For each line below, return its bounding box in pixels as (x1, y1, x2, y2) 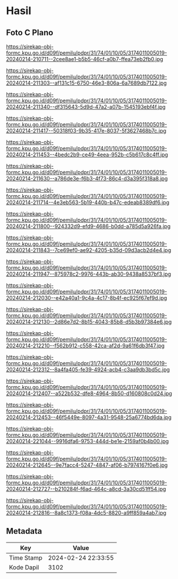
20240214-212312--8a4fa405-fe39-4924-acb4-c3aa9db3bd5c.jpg (6, 366, 170, 373)
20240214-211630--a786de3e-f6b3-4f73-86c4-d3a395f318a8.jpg (6, 175, 168, 182)
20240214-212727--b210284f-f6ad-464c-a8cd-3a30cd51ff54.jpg (6, 486, 166, 492)
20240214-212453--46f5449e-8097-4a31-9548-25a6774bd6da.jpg (6, 414, 172, 421)
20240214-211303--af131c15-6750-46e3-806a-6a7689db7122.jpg (6, 79, 167, 86)
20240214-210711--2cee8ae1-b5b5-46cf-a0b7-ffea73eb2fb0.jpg (6, 56, 163, 62)
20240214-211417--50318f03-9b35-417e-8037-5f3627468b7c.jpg (6, 128, 166, 134)
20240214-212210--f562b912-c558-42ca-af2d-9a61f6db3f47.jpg (6, 342, 165, 349)
